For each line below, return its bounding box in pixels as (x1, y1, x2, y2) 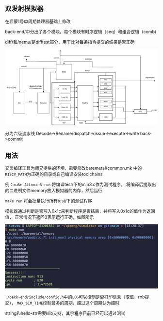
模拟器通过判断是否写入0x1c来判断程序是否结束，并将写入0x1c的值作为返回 (5, 208, 155, 214)
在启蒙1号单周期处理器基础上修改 (5, 18, 71, 24)
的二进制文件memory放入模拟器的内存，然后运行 (5, 188, 103, 193)
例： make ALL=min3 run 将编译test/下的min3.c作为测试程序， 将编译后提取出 (5, 181, 156, 188)
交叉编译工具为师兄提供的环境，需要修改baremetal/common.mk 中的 (5, 165, 142, 171)
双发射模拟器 (5, 4, 44, 13)
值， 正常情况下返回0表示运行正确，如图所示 (5, 214, 94, 220)
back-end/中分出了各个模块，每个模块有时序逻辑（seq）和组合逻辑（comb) (5, 29, 157, 34)
